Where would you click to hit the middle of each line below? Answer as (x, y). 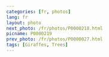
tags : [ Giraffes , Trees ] (37, 45)
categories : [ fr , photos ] (38, 12)
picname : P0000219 (29, 34)
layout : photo (24, 23)
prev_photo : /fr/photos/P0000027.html (54, 39)
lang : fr (17, 17)
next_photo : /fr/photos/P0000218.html (54, 28)
